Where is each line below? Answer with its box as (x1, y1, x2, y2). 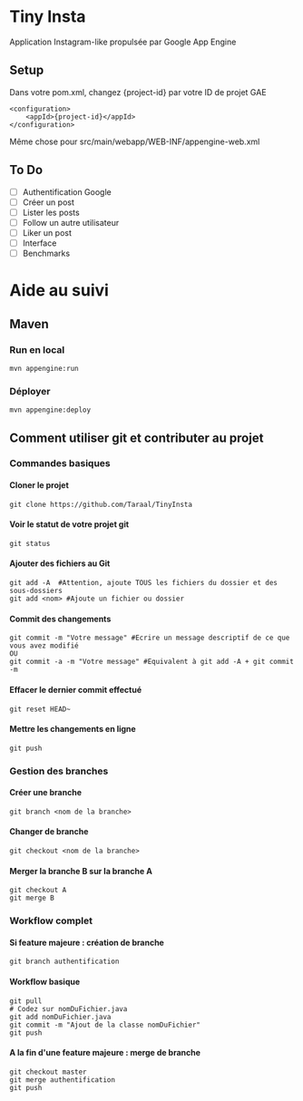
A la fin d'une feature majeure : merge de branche (9, 1047, 201, 1058)
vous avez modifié (9, 641, 79, 650)
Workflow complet (9, 914, 93, 927)
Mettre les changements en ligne (9, 724, 136, 735)
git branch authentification (9, 957, 120, 967)
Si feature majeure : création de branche (9, 937, 165, 948)
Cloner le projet (9, 480, 70, 491)
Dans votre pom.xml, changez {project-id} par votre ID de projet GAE (9, 86, 267, 97)
